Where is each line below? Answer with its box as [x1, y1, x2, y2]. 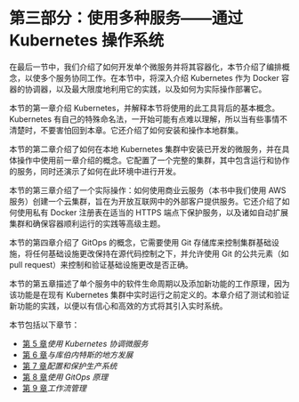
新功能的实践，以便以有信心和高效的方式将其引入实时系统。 [9, 300, 228, 311]
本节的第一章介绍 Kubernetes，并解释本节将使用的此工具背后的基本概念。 [9, 102, 280, 113]
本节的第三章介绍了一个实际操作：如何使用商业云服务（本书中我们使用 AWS [9, 184, 287, 196]
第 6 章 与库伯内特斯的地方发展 [21, 349, 133, 360]
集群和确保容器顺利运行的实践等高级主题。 [9, 218, 166, 229]
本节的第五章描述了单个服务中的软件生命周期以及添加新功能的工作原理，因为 [9, 277, 290, 289]
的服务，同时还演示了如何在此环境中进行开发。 [9, 165, 181, 176]
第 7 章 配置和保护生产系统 [21, 360, 117, 371]
